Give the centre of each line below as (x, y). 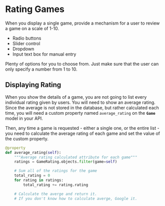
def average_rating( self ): (33, 152)
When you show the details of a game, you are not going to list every (76, 97)
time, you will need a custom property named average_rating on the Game (80, 113)
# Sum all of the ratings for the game (56, 171)
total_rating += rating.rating (56, 185)
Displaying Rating (33, 85)
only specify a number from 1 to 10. (41, 69)
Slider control (26, 43)
